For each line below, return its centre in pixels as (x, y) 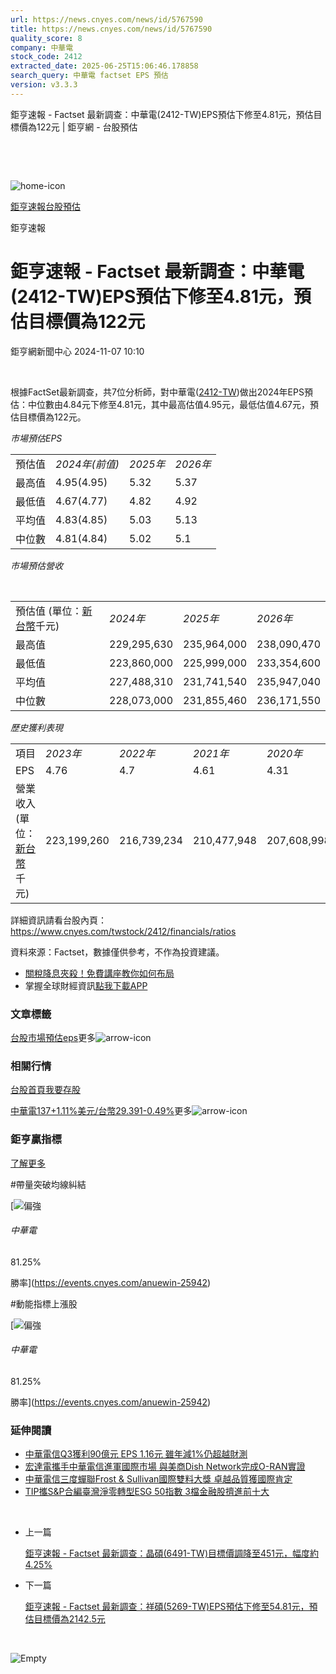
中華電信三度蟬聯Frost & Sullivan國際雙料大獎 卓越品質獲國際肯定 (158, 1479)
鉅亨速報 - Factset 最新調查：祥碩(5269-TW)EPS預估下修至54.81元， (167, 1607)
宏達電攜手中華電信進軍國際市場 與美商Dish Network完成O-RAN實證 (165, 1467)
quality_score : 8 (46, 38)
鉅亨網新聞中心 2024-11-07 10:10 (77, 351)
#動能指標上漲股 (44, 1303)
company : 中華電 (42, 47)
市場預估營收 (36, 565)
